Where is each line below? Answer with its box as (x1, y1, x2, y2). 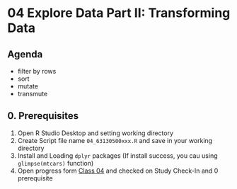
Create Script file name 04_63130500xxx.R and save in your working (17, 136, 213, 144)
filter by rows (17, 67, 57, 75)
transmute (17, 90, 48, 98)
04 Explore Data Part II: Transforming (7, 5, 231, 21)
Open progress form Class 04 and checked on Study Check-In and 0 (17, 166, 219, 175)
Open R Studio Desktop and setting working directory (17, 129, 174, 137)
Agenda (7, 48, 43, 60)
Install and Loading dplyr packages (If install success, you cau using (17, 151, 218, 160)
